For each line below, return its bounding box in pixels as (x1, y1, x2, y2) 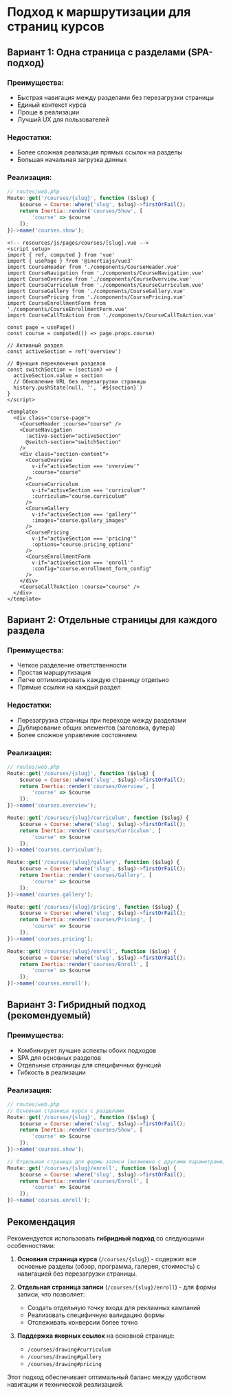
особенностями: (7, 1241, 56, 1250)
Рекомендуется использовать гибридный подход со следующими (7, 1234, 205, 1242)
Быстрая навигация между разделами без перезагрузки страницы (16, 93, 214, 101)
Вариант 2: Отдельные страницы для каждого (7, 614, 218, 625)
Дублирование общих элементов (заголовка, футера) (16, 723, 175, 732)
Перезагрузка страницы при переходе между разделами (16, 716, 186, 724)
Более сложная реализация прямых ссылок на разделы (16, 148, 182, 157)
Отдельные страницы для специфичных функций (16, 1061, 162, 1069)
